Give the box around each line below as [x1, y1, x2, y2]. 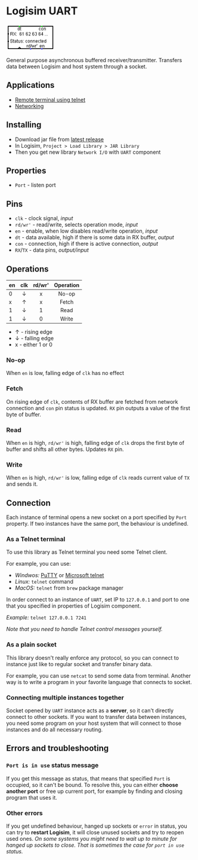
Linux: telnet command [14, 578, 73, 585]
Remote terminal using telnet [14, 96, 86, 103]
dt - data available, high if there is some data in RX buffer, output [14, 234, 174, 241]
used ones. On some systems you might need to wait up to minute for [6, 835, 177, 842]
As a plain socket [6, 641, 57, 649]
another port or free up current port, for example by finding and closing [6, 788, 183, 795]
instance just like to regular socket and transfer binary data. [6, 660, 153, 667]
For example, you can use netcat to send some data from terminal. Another [6, 672, 191, 679]
